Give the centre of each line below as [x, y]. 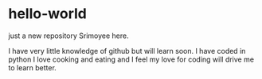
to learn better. [33, 67]
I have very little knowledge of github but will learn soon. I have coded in [127, 51]
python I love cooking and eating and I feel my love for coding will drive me [131, 59]
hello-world [48, 14]
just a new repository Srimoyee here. [68, 36]
